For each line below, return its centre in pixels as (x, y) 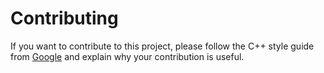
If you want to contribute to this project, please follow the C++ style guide (162, 46)
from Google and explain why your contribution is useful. (127, 56)
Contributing (64, 18)
